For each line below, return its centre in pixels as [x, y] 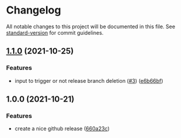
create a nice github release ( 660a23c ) [62, 129]
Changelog [34, 10]
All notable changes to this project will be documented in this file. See [91, 26]
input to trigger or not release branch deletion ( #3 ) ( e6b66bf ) [89, 80]
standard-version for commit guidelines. [55, 32]
